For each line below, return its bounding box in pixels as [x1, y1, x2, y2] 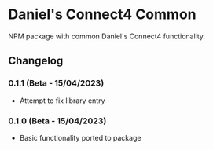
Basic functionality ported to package [19, 133, 141, 142]
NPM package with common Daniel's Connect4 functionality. [8, 31, 206, 41]
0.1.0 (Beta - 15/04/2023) [8, 115, 107, 126]
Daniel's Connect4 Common [8, 5, 196, 24]
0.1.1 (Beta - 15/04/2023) [8, 78, 105, 89]
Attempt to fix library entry [19, 96, 105, 105]
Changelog [8, 54, 64, 68]
